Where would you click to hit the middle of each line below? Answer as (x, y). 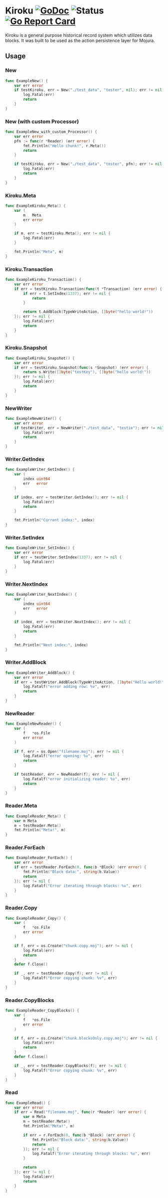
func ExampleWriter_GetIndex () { (40, 470)
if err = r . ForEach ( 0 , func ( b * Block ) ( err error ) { (79, 1135)
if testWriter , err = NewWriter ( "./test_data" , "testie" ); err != (85, 428)
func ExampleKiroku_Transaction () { (43, 280)
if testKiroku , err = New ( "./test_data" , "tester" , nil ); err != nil (88, 90)
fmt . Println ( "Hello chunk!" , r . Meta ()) (65, 146)
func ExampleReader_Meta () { (35, 816)
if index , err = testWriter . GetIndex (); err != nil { (71, 497)
